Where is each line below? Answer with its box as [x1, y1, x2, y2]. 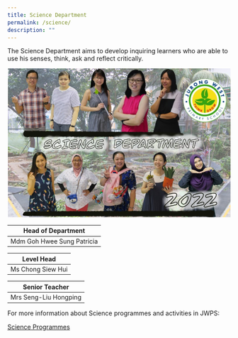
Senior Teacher [23, 283, 69, 291]
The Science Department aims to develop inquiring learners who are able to [7, 47, 228, 55]
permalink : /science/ [7, 18, 72, 26]
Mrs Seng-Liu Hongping [10, 293, 81, 302]
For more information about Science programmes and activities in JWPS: [7, 309, 220, 317]
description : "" [7, 26, 55, 33]
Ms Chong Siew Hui [10, 265, 68, 273]
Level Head [22, 254, 57, 263]
